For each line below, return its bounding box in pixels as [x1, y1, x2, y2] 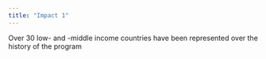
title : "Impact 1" [8, 11, 69, 20]
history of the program [8, 41, 82, 51]
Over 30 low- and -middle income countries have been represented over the [8, 33, 258, 42]
